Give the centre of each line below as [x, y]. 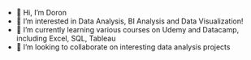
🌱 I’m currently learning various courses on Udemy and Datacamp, [128, 30]
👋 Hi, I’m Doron [41, 13]
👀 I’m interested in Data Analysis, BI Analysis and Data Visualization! [130, 21]
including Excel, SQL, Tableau [66, 38]
